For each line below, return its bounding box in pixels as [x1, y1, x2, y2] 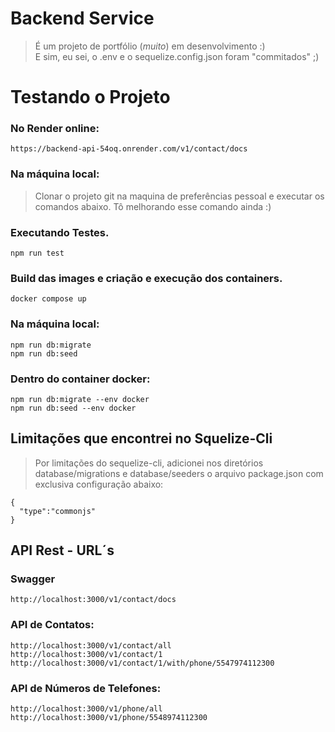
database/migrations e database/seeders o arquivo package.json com [34, 467, 324, 479]
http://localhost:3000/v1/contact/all [10, 640, 172, 651]
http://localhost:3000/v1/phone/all [10, 704, 163, 714]
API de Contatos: [10, 618, 95, 632]
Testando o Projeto [10, 86, 171, 109]
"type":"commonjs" [19, 506, 97, 516]
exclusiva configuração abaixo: [34, 478, 164, 490]
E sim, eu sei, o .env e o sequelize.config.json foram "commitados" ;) [34, 50, 320, 62]
